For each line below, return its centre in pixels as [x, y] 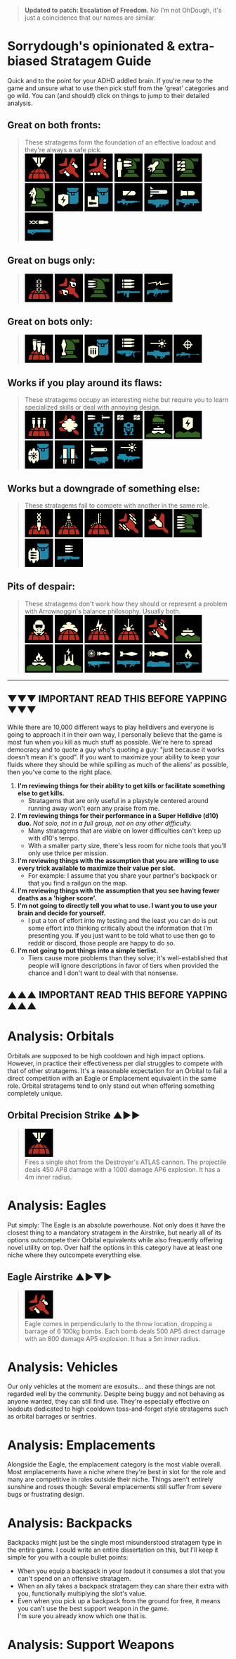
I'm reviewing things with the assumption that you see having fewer [118, 890]
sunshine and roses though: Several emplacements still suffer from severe [115, 1487]
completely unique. [35, 1093]
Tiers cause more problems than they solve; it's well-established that [128, 957]
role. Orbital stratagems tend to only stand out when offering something [111, 1086]
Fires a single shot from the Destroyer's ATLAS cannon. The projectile [125, 1162]
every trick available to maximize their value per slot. [96, 868]
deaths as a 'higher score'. [57, 898]
